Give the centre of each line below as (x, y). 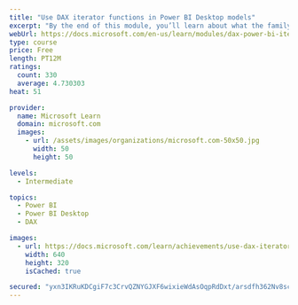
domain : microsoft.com (59, 124)
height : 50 (53, 157)
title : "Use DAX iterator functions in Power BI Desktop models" (132, 17)
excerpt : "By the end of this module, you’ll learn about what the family (150, 26)
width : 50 (51, 149)
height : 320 (47, 262)
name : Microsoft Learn (59, 116)
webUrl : (24, 34)
